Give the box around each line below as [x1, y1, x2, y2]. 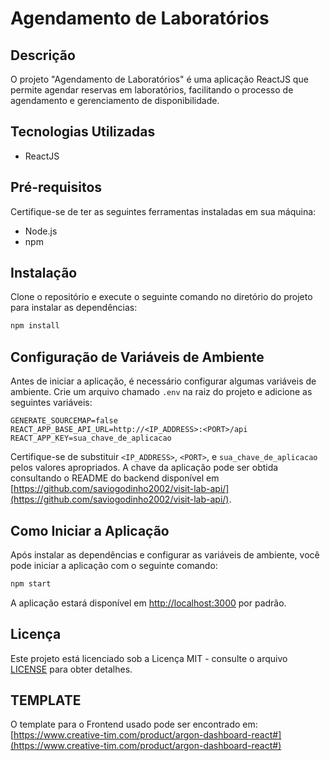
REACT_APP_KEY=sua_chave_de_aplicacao [10, 433, 172, 444]
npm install [10, 321, 60, 331]
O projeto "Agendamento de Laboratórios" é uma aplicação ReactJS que [10, 73, 309, 85]
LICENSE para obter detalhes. [10, 663, 133, 675]
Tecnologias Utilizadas [10, 123, 156, 141]
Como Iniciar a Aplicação [10, 522, 170, 539]
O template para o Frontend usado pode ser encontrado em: [10, 718, 258, 731]
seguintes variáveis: [10, 397, 93, 409]
